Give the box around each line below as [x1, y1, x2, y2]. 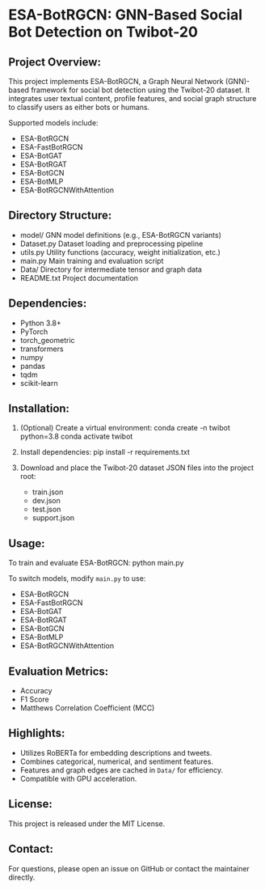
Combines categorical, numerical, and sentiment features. [19, 756, 214, 766]
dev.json [32, 496, 61, 506]
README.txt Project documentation [19, 273, 139, 282]
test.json [32, 504, 61, 515]
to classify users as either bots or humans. [8, 103, 150, 112]
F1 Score [19, 694, 50, 705]
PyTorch [19, 326, 48, 337]
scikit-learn [19, 378, 58, 388]
